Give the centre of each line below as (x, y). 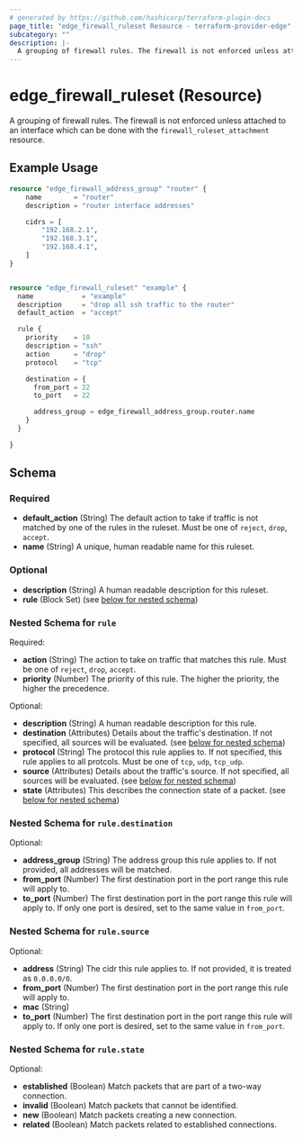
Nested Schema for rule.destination (91, 823)
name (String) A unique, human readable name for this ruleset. (138, 547)
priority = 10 (58, 338)
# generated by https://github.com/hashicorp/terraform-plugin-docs (140, 18)
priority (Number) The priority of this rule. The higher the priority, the (151, 679)
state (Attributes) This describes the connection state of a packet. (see (154, 791)
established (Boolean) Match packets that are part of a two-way (142, 1086)
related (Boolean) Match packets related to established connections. (149, 1124)
